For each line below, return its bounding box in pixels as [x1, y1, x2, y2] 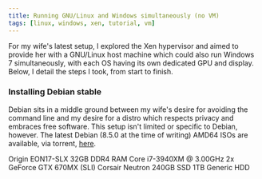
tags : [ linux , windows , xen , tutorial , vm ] [8, 19, 156, 27]
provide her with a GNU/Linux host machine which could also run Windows [8, 50, 255, 59]
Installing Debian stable [8, 86, 102, 97]
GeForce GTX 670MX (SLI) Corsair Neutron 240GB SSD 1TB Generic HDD [8, 162, 250, 172]
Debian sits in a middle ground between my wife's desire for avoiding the [8, 105, 248, 114]
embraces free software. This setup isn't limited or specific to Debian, [8, 121, 238, 131]
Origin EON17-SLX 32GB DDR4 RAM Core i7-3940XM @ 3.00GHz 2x [8, 153, 235, 164]
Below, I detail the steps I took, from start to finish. [8, 66, 173, 76]
